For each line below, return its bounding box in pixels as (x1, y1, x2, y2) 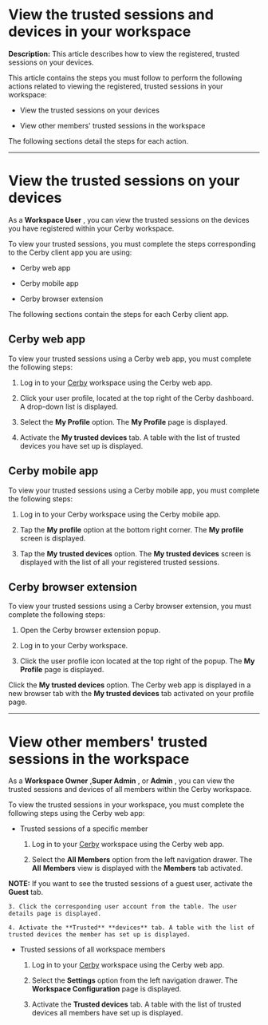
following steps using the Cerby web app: (8, 809, 145, 818)
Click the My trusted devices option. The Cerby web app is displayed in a (8, 680, 251, 690)
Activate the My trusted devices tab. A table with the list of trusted (19, 433, 241, 442)
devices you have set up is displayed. (19, 441, 144, 450)
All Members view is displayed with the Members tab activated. (31, 864, 243, 873)
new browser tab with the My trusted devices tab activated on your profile (8, 689, 254, 699)
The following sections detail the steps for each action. (8, 136, 189, 145)
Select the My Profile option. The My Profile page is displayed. (19, 417, 228, 426)
